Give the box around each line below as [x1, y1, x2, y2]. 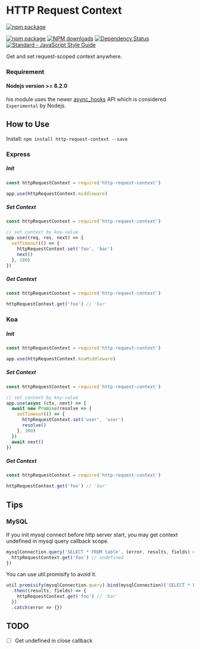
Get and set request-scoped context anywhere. [6, 52, 123, 60]
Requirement [6, 67, 45, 76]
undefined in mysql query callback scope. [6, 537, 109, 545]
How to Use [6, 119, 50, 129]
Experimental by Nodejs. [6, 102, 67, 109]
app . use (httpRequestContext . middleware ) [6, 190, 108, 197]
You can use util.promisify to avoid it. [6, 571, 97, 578]
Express [6, 150, 31, 158]
